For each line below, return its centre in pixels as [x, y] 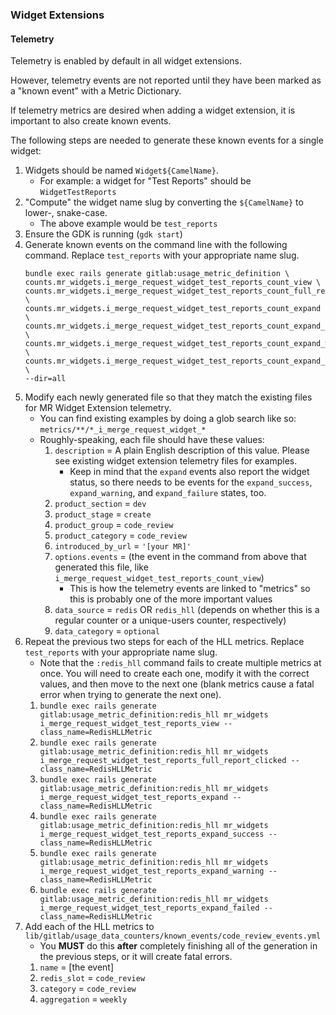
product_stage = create [103, 514]
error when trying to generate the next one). [130, 695]
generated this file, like [101, 567]
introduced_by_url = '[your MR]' [123, 546]
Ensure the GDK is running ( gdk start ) [103, 234]
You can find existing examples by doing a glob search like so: [168, 419]
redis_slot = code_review [92, 978]
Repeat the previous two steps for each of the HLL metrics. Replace [164, 642]
